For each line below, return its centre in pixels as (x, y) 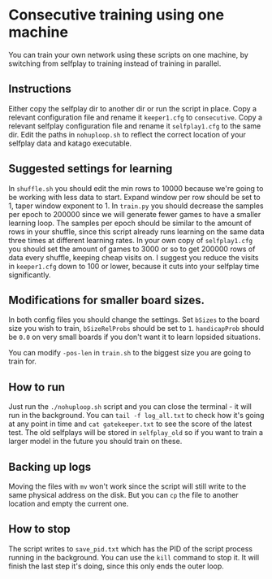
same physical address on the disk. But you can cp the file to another (123, 495)
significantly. (30, 275)
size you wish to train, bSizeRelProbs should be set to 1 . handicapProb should (136, 329)
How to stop (39, 529)
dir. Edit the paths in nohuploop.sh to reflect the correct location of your (127, 134)
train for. (22, 361)
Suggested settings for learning (91, 169)
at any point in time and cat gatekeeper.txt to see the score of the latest (130, 424)
